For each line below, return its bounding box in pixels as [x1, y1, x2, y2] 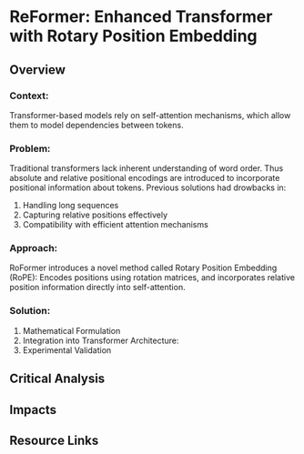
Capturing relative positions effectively [22, 209, 168, 220]
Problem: [9, 142, 51, 155]
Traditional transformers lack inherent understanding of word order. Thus [9, 163, 284, 174]
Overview [9, 62, 66, 77]
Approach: [9, 242, 58, 255]
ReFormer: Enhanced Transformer [9, 6, 273, 27]
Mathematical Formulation [22, 325, 121, 336]
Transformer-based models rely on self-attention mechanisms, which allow [9, 109, 291, 120]
